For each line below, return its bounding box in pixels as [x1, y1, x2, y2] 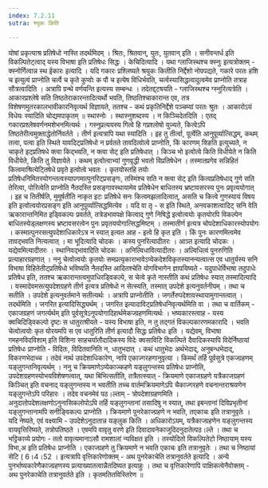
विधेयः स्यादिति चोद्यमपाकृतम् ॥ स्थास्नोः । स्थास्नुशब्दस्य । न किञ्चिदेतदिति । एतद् [8, 111, 217, 120]
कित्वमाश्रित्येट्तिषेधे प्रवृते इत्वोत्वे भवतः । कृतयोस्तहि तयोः [8, 164, 149, 174]
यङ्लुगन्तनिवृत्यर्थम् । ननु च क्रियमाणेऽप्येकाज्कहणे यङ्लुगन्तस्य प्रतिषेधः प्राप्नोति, [8, 362, 206, 372]
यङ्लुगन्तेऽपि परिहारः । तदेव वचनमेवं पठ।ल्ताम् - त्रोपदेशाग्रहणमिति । [8, 388, 179, 399]
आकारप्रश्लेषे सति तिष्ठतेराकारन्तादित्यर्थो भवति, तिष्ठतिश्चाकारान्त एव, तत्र [8, 92, 190, 102]
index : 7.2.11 [8, 11, 56, 20]
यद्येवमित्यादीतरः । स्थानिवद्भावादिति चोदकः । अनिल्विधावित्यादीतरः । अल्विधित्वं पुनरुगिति [8, 245, 233, 255]
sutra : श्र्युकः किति [8, 19, 60, 27]
